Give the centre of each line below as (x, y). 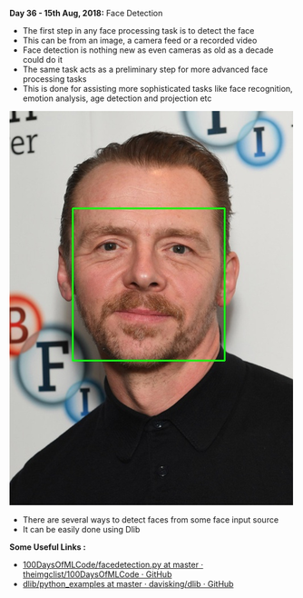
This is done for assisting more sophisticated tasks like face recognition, (157, 89)
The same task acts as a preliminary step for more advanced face (145, 69)
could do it (43, 60)
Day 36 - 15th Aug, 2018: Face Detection (86, 13)
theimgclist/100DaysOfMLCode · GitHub (97, 574)
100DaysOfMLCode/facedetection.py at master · (113, 564)
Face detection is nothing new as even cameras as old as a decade (148, 50)
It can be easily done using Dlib (81, 529)
